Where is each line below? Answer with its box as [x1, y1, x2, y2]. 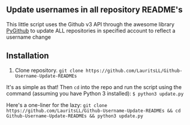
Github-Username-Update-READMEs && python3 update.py [6, 113, 144, 119]
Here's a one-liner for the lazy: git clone [6, 101, 108, 108]
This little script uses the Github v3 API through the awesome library [6, 20, 175, 28]
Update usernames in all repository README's [6, 5, 183, 15]
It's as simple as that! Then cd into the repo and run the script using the [6, 83, 182, 90]
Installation [6, 51, 49, 61]
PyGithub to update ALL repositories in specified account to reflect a [6, 27, 176, 34]
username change [6, 33, 51, 41]
